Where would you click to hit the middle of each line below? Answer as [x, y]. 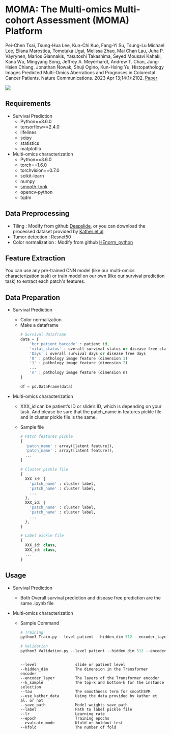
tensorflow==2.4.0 [40, 127]
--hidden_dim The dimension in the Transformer [84, 669]
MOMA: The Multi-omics [59, 9]
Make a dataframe [39, 325]
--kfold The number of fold [68, 727]
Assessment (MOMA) [83, 20]
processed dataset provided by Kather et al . [59, 231]
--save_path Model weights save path [74, 705]
